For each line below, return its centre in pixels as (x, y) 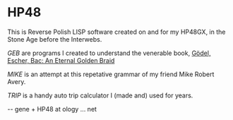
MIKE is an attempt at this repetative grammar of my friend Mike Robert (111, 74)
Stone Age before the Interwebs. (55, 39)
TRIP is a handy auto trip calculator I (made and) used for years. (100, 95)
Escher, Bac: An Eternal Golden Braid (61, 60)
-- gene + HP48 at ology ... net (52, 109)
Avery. (17, 81)
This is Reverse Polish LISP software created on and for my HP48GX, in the (116, 32)
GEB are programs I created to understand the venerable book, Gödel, (109, 53)
